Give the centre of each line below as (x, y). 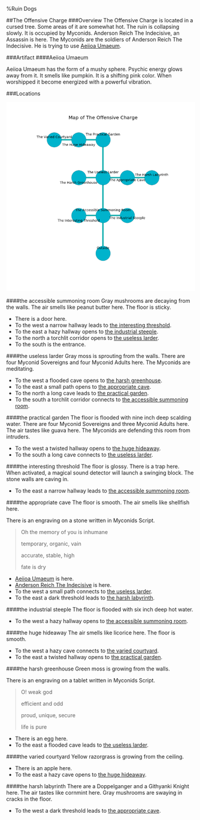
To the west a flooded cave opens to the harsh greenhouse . (89, 380)
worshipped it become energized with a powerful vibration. (79, 82)
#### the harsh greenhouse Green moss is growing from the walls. (88, 669)
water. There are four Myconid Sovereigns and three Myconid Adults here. (98, 424)
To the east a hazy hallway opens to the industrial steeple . (87, 332)
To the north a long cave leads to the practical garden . (82, 393)
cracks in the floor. (29, 799)
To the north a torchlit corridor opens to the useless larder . (87, 338)
